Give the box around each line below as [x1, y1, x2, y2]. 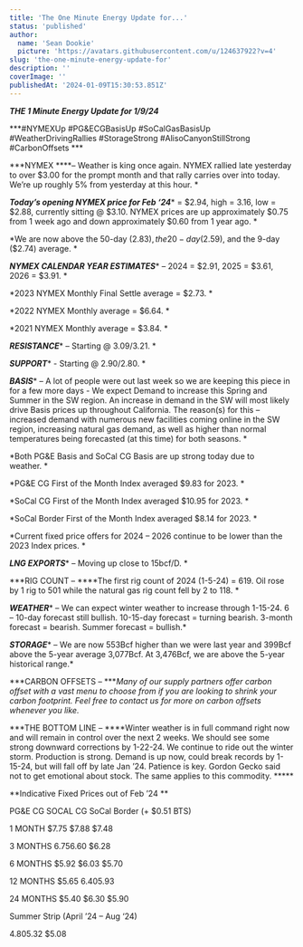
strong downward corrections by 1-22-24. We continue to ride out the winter [9, 741, 294, 752]
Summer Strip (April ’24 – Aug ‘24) [9, 911, 137, 922]
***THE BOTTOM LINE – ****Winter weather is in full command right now [9, 722, 290, 733]
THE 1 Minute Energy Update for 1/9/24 [9, 105, 159, 116]
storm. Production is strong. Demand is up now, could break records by [9, 751, 275, 761]
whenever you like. [9, 704, 80, 715]
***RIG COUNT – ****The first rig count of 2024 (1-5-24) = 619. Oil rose [9, 575, 285, 586]
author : [9, 30, 39, 39]
